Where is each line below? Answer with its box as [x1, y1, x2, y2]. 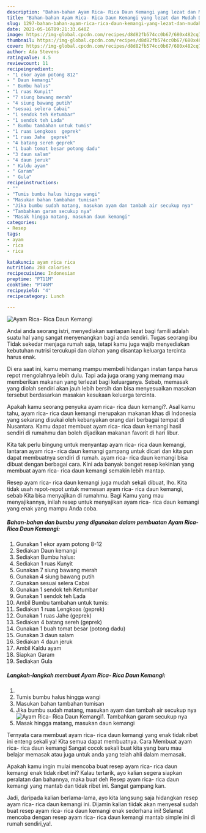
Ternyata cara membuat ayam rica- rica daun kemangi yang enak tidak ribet [7, 731, 198, 739]
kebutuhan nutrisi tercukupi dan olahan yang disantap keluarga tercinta [7, 346, 186, 354]
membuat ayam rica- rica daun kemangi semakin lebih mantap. [7, 466, 166, 474]
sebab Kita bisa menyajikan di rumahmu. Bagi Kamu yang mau [7, 491, 164, 499]
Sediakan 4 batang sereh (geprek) [15, 619, 103, 626]
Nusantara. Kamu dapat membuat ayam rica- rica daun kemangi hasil [7, 422, 182, 430]
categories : [7, 220, 37, 226]
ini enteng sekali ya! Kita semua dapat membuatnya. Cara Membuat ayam [7, 738, 192, 745]
